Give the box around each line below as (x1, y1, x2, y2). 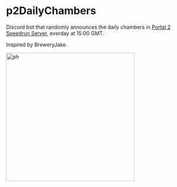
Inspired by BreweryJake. (6, 41, 67, 48)
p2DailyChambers (6, 4, 97, 18)
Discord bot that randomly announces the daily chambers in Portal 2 (6, 23, 171, 30)
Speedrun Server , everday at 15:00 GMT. (6, 29, 104, 36)
